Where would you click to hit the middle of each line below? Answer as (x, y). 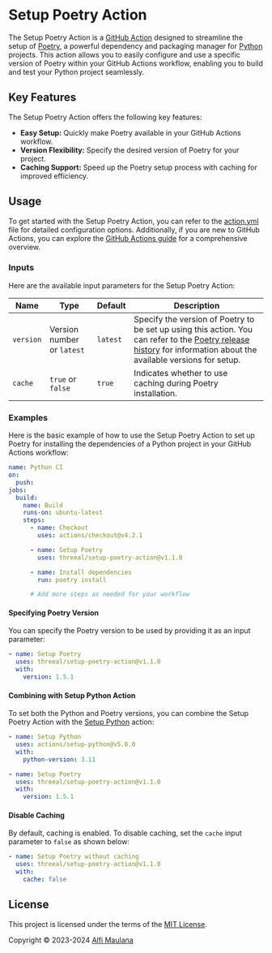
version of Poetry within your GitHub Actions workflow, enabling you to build (136, 63)
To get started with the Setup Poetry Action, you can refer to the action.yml (134, 221)
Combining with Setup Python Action (72, 695)
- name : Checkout (59, 528)
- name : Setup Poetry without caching (74, 857)
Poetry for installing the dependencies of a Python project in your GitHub (130, 444)
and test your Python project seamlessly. (76, 71)
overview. (24, 247)
